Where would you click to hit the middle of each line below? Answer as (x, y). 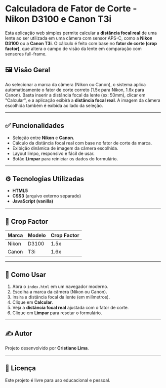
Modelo (37, 236)
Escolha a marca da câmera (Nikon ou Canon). (60, 292)
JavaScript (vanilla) (33, 201)
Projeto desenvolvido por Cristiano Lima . (47, 348)
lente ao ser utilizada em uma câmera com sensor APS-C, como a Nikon (79, 38)
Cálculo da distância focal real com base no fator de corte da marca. (82, 143)
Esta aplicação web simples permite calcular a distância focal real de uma (81, 33)
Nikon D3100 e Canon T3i (58, 19)
